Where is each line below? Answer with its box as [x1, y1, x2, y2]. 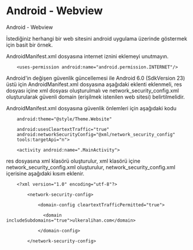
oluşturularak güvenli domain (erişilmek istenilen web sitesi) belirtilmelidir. [6, 93, 185, 100]
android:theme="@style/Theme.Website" [17, 116, 112, 122]
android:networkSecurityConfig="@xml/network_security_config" [17, 131, 176, 137]
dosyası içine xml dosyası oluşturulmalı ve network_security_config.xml [6, 87, 179, 94]
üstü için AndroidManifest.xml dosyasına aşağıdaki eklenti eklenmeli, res [6, 81, 182, 88]
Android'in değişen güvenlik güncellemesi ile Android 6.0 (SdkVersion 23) [6, 74, 185, 81]
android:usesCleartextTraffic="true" [17, 126, 110, 132]
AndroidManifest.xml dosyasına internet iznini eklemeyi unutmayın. [6, 52, 169, 60]
